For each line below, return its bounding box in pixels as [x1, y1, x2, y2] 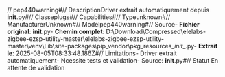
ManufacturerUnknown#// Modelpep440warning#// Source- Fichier [7, 20, 200, 28]
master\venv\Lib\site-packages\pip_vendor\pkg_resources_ [7, 42, 175, 50]
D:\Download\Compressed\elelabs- [106, 27, 206, 35]
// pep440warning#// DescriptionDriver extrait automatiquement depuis [7, 6, 210, 14]
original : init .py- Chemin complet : [7, 27, 105, 35]
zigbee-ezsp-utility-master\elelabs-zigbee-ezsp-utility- [7, 35, 165, 43]
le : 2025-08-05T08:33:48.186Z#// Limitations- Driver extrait [7, 49, 177, 57]
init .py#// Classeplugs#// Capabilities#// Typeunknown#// [7, 13, 170, 21]
